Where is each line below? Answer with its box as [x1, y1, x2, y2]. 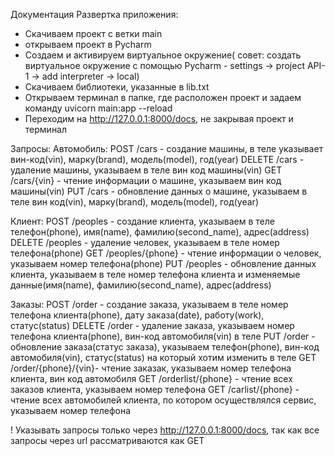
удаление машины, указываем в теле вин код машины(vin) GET [10, 164, 283, 176]
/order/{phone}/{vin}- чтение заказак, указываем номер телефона [10, 362, 292, 374]
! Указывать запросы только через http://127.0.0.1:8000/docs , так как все [10, 424, 320, 436]
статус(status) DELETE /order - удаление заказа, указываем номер [10, 320, 295, 331]
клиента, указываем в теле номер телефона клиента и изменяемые [10, 269, 301, 280]
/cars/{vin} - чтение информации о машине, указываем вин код [10, 175, 282, 186]
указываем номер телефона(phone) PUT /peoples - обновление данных [10, 258, 317, 269]
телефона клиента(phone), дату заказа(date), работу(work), [10, 309, 265, 321]
